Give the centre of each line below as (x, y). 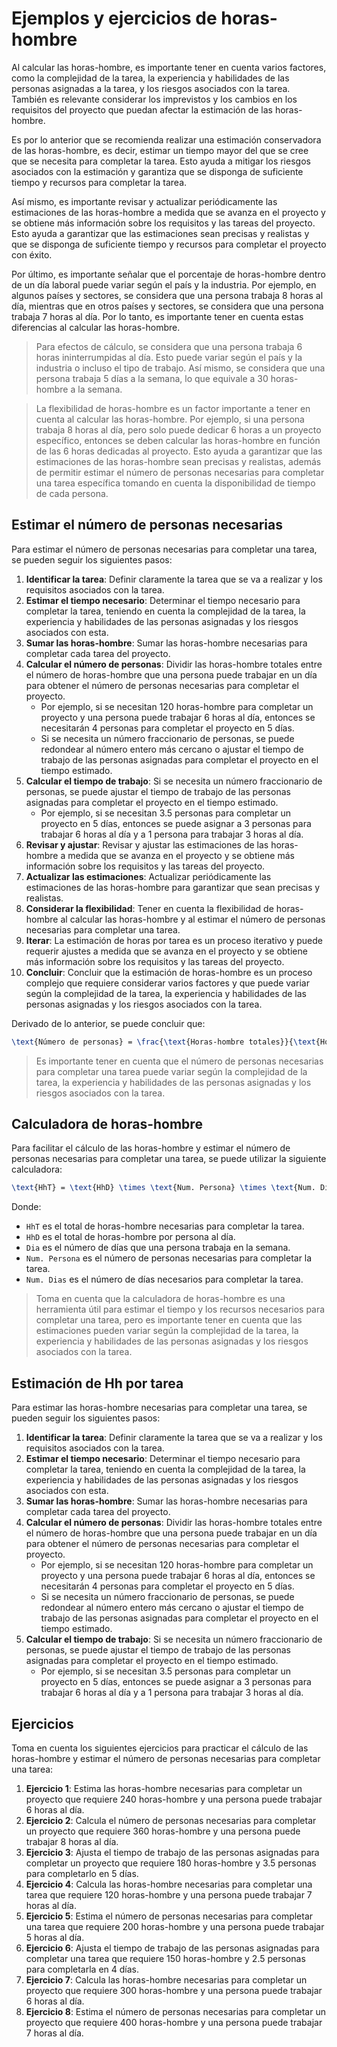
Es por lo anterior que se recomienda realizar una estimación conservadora (166, 139)
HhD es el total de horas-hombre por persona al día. (130, 1237)
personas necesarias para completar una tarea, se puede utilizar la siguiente (169, 1159)
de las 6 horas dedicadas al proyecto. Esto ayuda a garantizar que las (179, 451)
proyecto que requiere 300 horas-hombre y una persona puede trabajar (174, 1990)
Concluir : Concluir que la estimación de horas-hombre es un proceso (169, 972)
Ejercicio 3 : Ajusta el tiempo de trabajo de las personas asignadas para (172, 1852)
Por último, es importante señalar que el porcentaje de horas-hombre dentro (168, 274)
